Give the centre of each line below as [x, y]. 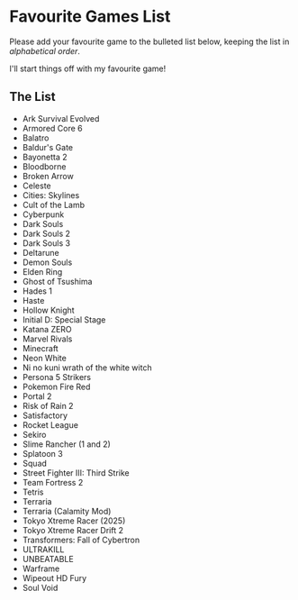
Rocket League [50, 424]
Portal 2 [37, 396]
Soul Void [40, 587]
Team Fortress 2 [53, 482]
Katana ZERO [47, 329]
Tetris [33, 492]
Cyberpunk [43, 214]
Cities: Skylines [51, 195]
